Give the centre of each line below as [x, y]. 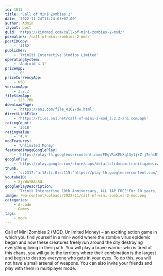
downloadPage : [19, 105]
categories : [17, 200]
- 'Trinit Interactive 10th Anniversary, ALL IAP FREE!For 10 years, [86, 191]
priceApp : [15, 69]
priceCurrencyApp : [24, 78]
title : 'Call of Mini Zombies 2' [39, 14]
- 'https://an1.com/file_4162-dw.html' [54, 109]
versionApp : [17, 87]
